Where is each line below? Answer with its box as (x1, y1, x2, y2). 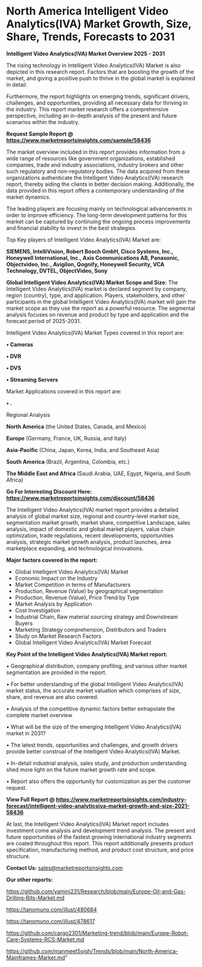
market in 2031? (6, 729, 46, 736)
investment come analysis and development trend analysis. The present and (6, 827, 196, 834)
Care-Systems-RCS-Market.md (6, 936, 84, 943)
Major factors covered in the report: (6, 556, 98, 563)
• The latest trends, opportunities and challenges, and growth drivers (6, 741, 178, 749)
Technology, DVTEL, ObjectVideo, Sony (6, 267, 108, 274)
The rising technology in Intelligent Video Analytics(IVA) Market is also (6, 62, 181, 69)
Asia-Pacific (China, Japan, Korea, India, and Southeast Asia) (6, 446, 160, 453)
